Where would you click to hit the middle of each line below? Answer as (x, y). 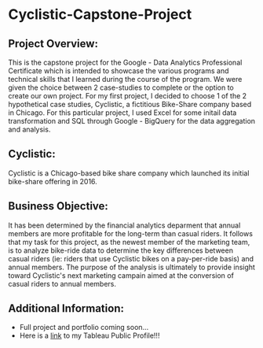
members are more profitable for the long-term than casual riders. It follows (131, 233)
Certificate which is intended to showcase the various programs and (119, 71)
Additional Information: (66, 309)
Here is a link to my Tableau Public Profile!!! (89, 335)
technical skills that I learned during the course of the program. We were (125, 79)
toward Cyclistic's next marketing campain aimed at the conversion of (121, 275)
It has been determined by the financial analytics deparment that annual (124, 225)
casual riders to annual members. (62, 283)
